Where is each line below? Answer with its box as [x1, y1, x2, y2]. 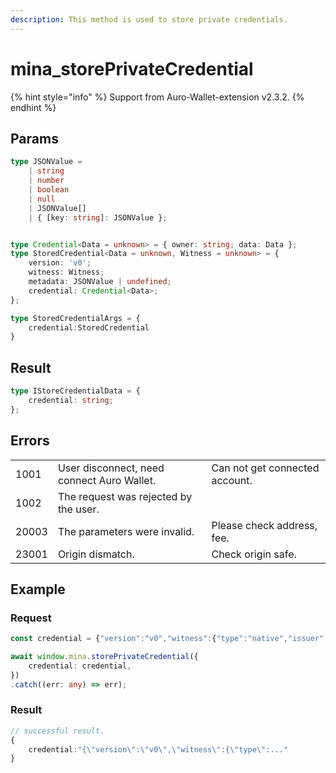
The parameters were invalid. [57, 524, 195, 538]
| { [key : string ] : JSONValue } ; [28, 212, 168, 223]
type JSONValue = [10, 157, 83, 167]
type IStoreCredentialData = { [10, 386, 141, 396]
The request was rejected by [57, 489, 193, 503]
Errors [10, 432, 50, 450]
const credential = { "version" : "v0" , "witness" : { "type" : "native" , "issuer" [10, 634, 325, 644]
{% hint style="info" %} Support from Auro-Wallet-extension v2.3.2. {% [10, 91, 305, 103]
